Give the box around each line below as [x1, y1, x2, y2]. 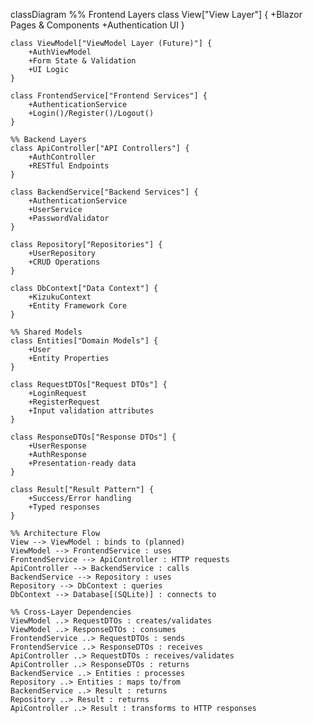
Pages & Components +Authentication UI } [10, 19, 185, 31]
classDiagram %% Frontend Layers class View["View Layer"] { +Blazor [10, 9, 303, 20]
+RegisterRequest [28, 397, 101, 407]
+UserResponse [28, 441, 87, 451]
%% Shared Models [10, 327, 83, 337]
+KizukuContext [28, 292, 92, 302]
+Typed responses [28, 502, 101, 512]
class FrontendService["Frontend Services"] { [10, 91, 208, 101]
